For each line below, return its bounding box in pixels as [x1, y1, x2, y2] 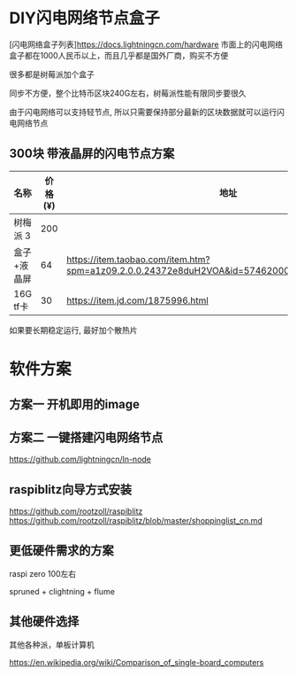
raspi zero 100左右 [9, 568, 77, 579]
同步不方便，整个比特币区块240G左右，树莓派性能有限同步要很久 [9, 88, 247, 98]
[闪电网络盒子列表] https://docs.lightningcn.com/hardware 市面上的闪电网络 [9, 39, 284, 50]
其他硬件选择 [9, 614, 80, 629]
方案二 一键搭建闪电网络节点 [9, 430, 164, 445]
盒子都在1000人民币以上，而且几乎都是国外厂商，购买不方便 [9, 50, 229, 60]
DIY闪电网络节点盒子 [9, 8, 161, 28]
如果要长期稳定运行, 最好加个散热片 [9, 324, 138, 335]
